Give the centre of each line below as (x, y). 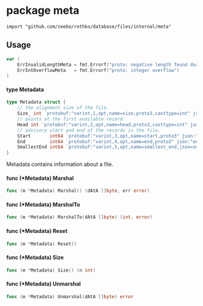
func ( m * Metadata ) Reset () (42, 244)
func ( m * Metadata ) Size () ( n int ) (51, 270)
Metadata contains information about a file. (60, 164)
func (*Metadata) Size (35, 258)
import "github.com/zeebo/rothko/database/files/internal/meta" (89, 27)
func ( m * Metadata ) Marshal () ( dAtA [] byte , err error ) (78, 191)
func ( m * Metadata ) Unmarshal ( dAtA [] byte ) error (70, 296)
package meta (43, 11)
